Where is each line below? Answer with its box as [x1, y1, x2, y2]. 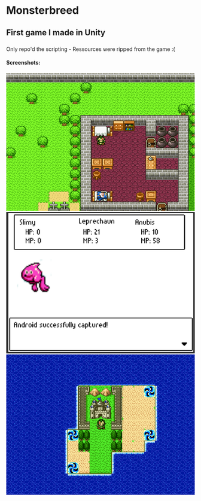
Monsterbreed [6, 4, 80, 17]
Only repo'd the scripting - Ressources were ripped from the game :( [6, 45, 175, 53]
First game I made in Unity [6, 28, 106, 38]
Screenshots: [6, 59, 41, 66]
